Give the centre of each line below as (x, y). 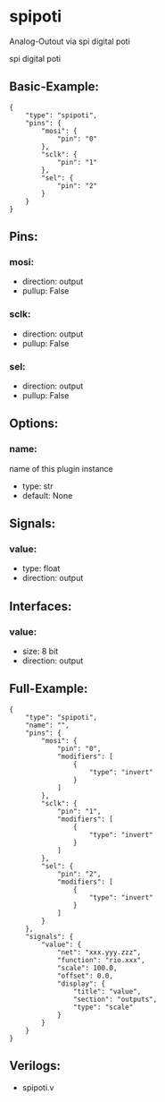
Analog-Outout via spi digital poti (70, 41)
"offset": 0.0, (85, 976)
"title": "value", (107, 991)
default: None (47, 495)
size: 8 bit (40, 652)
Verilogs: (35, 1066)
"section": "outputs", (115, 999)
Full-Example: (49, 689)
